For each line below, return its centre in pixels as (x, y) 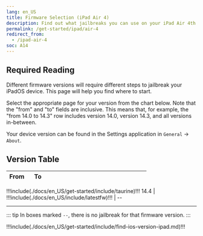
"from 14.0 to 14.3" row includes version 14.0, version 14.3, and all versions (99, 116)
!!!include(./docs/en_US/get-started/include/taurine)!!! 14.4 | (81, 191)
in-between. (21, 122)
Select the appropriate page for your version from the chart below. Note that (101, 103)
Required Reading (40, 70)
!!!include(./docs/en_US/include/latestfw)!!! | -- (64, 197)
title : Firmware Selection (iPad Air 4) (58, 18)
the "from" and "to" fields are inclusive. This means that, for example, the (98, 109)
